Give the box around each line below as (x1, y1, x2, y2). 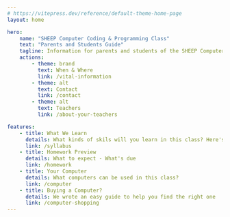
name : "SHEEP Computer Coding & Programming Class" (19, 35, 170, 42)
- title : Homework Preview (19, 149, 97, 156)
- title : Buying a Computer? (19, 187, 103, 194)
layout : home (7, 16, 44, 23)
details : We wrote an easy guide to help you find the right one (25, 193, 216, 200)
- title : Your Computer (19, 168, 88, 175)
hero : (7, 29, 23, 35)
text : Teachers (37, 105, 81, 112)
